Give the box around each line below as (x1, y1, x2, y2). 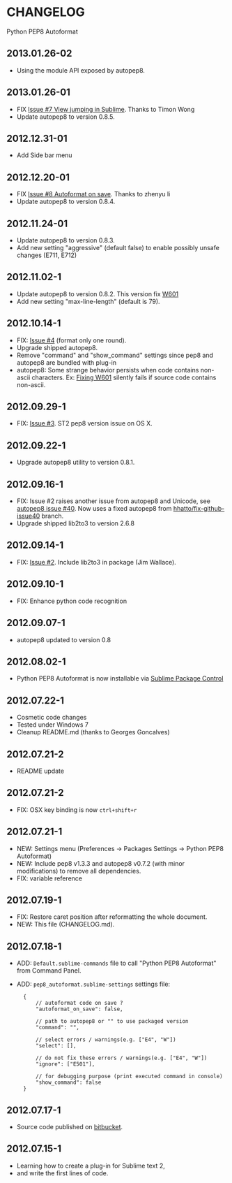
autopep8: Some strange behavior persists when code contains (16, 365, 199, 374)
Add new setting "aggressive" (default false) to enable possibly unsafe (16, 244, 220, 252)
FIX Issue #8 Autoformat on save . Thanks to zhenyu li (16, 190, 171, 198)
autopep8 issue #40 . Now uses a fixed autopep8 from (16, 505, 172, 513)
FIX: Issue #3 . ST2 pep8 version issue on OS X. (16, 419, 153, 428)
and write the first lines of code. (16, 1168, 109, 1177)
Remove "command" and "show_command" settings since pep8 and (16, 351, 214, 359)
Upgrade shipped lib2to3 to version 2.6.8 (16, 519, 135, 528)
